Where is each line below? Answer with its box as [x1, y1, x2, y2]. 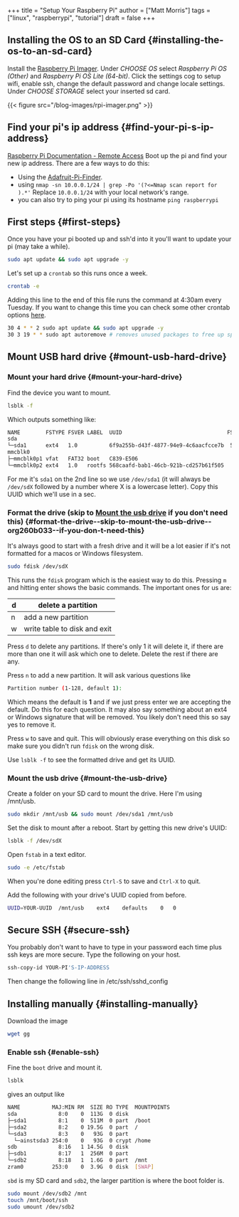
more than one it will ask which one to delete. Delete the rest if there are [7, 649, 218, 658]
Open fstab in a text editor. [7, 850, 87, 858]
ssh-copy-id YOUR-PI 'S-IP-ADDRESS [7, 964, 110, 971]
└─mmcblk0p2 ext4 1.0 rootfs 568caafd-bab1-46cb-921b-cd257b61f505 [7, 462, 224, 469]
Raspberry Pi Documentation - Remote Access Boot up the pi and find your [7, 151, 228, 159]
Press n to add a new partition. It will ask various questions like [7, 670, 191, 679]
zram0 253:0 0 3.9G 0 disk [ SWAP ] [7, 1164, 154, 1171]
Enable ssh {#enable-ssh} [7, 1047, 100, 1057]
